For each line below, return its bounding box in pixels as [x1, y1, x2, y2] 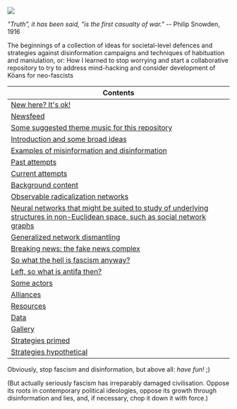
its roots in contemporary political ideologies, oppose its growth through [7, 386, 217, 395]
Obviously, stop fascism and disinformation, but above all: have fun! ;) [7, 365, 210, 374]
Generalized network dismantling [11, 232, 121, 242]
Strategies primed [11, 336, 71, 345]
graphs [11, 221, 35, 230]
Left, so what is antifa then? [11, 267, 102, 276]
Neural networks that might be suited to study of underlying [11, 203, 209, 213]
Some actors [11, 278, 53, 288]
